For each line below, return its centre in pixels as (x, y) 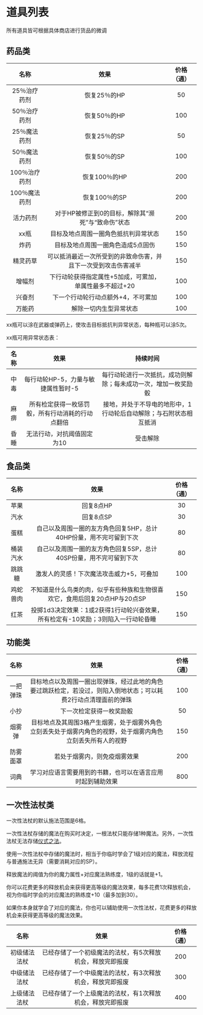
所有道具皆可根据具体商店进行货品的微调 (56, 30)
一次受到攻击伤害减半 (111, 265)
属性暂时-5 (63, 388)
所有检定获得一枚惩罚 (60, 404)
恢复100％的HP (105, 177)
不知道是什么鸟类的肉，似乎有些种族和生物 (91, 590)
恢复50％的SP (105, 156)
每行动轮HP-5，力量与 (56, 379)
